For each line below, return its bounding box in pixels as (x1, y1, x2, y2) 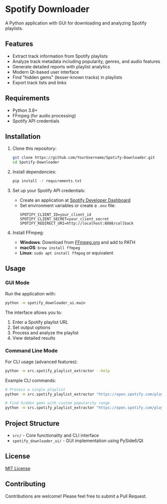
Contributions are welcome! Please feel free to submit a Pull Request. (5, 493, 147, 499)
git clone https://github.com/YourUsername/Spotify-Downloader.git (12, 155, 155, 160)
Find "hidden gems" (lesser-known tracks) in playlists (12, 74, 123, 80)
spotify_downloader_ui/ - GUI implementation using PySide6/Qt (12, 438, 144, 444)
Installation (5, 132, 41, 141)
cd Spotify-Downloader (12, 160, 60, 165)
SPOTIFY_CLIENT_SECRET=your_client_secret (19, 217, 109, 222)
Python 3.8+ (12, 107, 38, 113)
